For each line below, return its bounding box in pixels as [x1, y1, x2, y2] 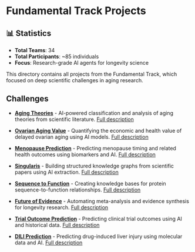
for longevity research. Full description [14, 204, 109, 211]
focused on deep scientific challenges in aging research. [6, 77, 143, 83]
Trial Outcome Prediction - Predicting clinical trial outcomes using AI [14, 215, 182, 222]
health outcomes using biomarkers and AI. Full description [14, 151, 156, 158]
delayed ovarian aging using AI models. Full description [14, 133, 149, 140]
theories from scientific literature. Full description [14, 116, 134, 123]
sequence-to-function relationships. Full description [14, 186, 141, 193]
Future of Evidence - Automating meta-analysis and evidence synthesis [14, 197, 190, 204]
